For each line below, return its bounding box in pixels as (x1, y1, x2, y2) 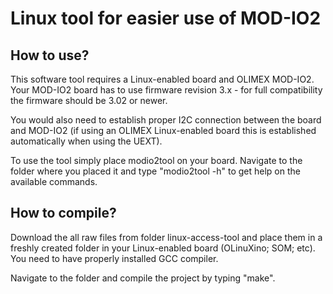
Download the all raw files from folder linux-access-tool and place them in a (10, 231, 323, 243)
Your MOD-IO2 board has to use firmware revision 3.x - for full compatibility (10, 84, 323, 96)
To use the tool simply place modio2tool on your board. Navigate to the (10, 155, 303, 166)
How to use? (10, 47, 90, 64)
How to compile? (10, 205, 117, 222)
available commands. (10, 176, 98, 187)
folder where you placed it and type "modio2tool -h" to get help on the (10, 165, 301, 177)
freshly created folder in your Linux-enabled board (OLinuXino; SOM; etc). (10, 242, 316, 254)
